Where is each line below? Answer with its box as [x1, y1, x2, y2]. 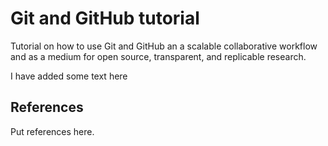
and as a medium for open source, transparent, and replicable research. [10, 50, 307, 62]
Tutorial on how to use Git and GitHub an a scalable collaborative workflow [10, 40, 318, 52]
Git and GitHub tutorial [10, 7, 200, 30]
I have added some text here [10, 70, 128, 82]
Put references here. [10, 125, 95, 137]
